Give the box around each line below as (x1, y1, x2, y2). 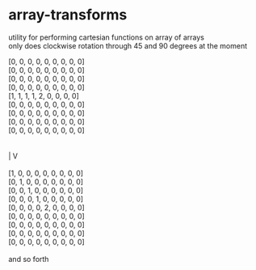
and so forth (8, 254, 49, 264)
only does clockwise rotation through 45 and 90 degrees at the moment (8, 40, 248, 50)
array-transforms (8, 6, 128, 24)
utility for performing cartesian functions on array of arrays (8, 32, 204, 42)
